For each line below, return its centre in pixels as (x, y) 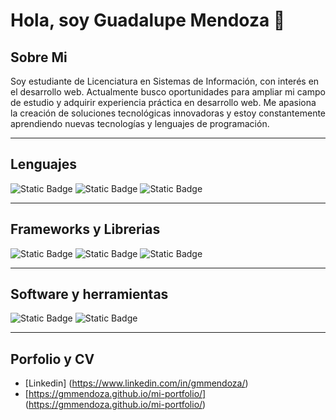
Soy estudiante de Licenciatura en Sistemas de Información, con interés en (165, 81)
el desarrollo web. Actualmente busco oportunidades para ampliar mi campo (168, 92)
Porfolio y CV (52, 359)
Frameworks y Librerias (85, 229)
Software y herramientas (89, 294)
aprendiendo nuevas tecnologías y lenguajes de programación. (140, 123)
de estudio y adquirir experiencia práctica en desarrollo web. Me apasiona (163, 102)
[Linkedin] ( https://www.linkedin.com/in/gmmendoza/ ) (136, 383)
